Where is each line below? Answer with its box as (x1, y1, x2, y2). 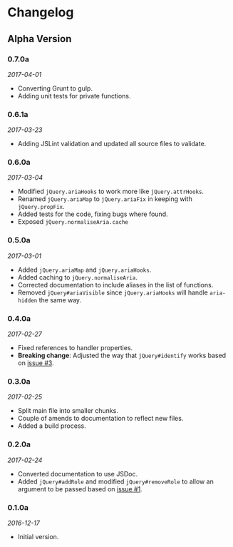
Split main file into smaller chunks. (17, 407, 119, 415)
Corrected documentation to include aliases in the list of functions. (17, 280, 214, 289)
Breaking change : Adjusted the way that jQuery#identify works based (17, 351, 227, 360)
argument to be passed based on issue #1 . (17, 484, 143, 493)
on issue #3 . (17, 359, 55, 367)
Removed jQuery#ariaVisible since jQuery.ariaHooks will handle (17, 288, 208, 297)
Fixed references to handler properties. (17, 344, 133, 352)
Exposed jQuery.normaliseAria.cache (17, 218, 129, 226)
